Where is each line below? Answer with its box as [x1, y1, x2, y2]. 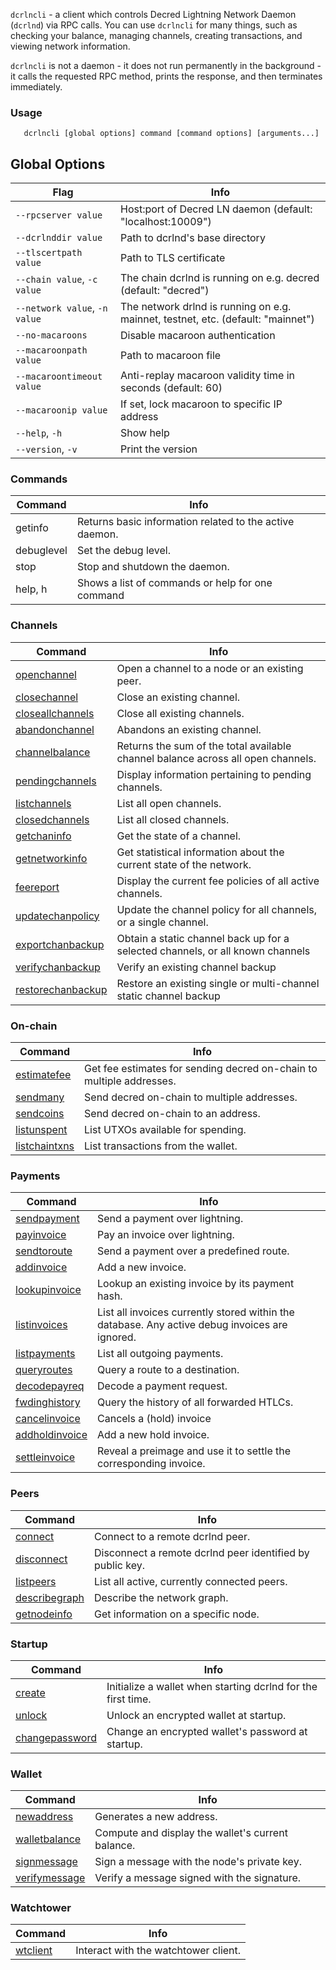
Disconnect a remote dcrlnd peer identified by [93, 1545, 310, 1559]
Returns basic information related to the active [76, 515, 295, 529]
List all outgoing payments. [97, 1347, 224, 1361]
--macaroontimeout [15, 371, 103, 383]
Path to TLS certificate [119, 251, 226, 265]
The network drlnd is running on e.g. [119, 300, 292, 314]
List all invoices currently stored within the [97, 1305, 295, 1319]
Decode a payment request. [97, 1379, 228, 1393]
